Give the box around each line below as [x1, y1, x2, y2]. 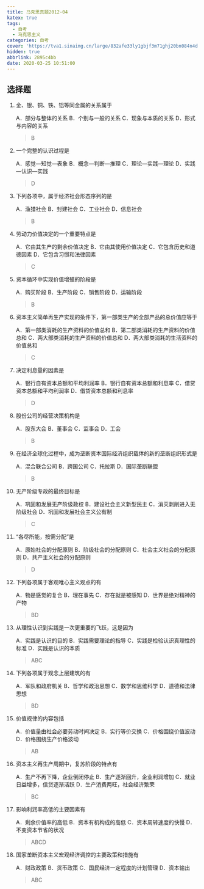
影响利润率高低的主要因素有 [15, 806, 86, 813]
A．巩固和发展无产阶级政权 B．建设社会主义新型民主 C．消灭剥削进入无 [15, 500, 195, 508]
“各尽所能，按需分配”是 [15, 533, 75, 541]
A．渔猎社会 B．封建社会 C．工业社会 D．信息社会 [15, 205, 142, 213]
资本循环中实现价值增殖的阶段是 [15, 276, 96, 283]
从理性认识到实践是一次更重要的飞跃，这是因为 [15, 624, 133, 631]
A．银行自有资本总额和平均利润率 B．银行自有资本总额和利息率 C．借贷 [15, 379, 195, 387]
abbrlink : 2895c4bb [7, 54, 57, 60]
